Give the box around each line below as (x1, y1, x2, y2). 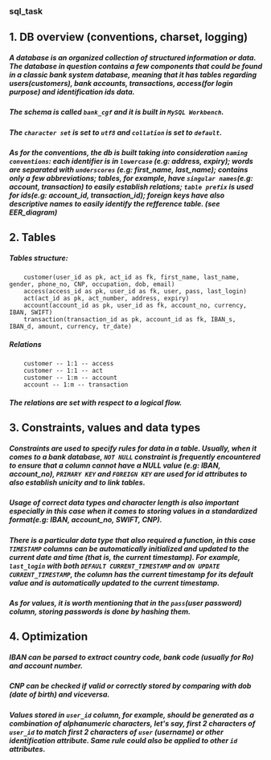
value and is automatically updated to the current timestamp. (9, 578, 220, 587)
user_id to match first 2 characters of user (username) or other (9, 727, 224, 737)
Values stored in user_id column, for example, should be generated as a (9, 709, 254, 720)
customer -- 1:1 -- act (23, 367, 104, 375)
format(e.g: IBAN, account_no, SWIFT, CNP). (9, 515, 163, 525)
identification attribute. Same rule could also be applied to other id (9, 735, 238, 745)
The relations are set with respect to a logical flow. (9, 398, 183, 407)
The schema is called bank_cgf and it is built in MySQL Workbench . (9, 107, 224, 117)
